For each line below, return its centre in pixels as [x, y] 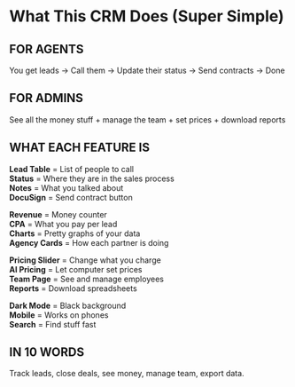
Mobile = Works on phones [59, 315]
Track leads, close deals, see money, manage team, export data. [127, 374]
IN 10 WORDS [47, 352]
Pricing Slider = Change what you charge [85, 260]
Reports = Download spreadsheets [73, 288]
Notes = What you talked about [66, 187]
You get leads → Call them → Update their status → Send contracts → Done [147, 70]
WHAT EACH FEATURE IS [80, 148]
